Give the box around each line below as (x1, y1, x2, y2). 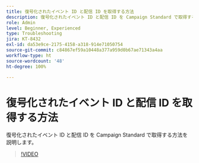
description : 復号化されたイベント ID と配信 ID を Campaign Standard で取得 (6, 14, 188, 20)
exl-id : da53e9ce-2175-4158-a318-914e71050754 (6, 42, 123, 48)
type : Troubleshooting (6, 31, 62, 37)
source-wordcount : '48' (6, 58, 65, 64)
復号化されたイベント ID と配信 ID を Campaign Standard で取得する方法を (6, 131, 188, 139)
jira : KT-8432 (6, 36, 41, 42)
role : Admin (6, 19, 36, 25)
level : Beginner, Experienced (6, 25, 81, 31)
